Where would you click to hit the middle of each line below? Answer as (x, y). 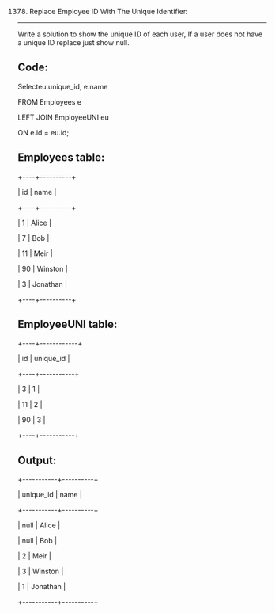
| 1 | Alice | (35, 223)
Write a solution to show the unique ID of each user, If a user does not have (140, 34)
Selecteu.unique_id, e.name (63, 86)
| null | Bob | (38, 541)
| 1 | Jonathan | (42, 587)
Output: (37, 460)
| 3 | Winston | (41, 571)
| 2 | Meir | (34, 556)
